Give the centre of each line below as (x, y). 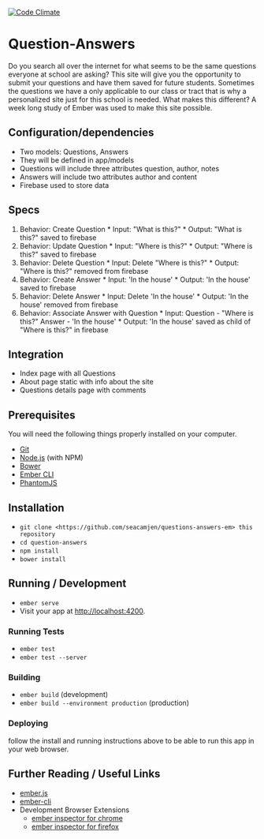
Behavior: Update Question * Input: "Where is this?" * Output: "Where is (136, 245)
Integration (36, 354)
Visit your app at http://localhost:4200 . (82, 611)
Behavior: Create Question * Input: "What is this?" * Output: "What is (131, 229)
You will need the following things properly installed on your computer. (123, 434)
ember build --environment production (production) (104, 703)
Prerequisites (42, 415)
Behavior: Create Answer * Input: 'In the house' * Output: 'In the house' (135, 279)
